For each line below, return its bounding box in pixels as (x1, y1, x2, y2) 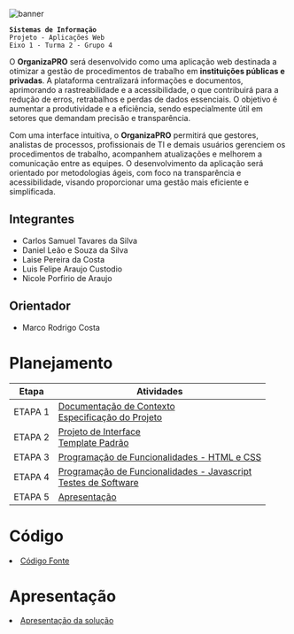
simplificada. (9, 187, 56, 196)
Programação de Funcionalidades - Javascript (58, 465, 252, 477)
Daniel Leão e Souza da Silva (21, 244, 128, 256)
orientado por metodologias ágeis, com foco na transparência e (9, 168, 242, 178)
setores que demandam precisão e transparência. (9, 113, 191, 123)
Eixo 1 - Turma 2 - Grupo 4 (9, 41, 113, 50)
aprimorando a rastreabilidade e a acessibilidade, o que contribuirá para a (9, 85, 279, 95)
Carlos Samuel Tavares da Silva (21, 235, 138, 246)
